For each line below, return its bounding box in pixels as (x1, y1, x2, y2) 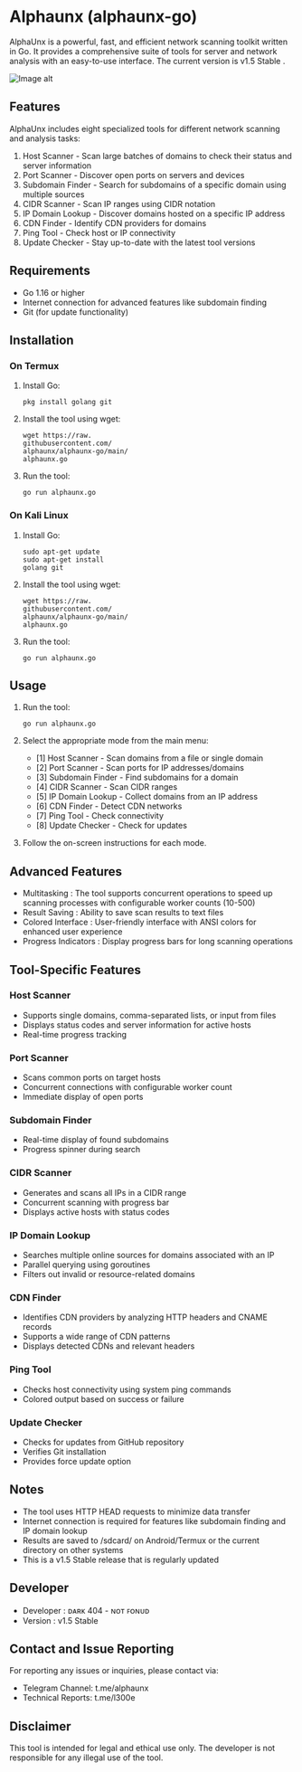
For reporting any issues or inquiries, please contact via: (9, 1665, 219, 1676)
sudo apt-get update (22, 547, 100, 556)
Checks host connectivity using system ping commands (22, 1384, 232, 1395)
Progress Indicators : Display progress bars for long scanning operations (22, 936, 294, 947)
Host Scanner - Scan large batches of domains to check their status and (22, 150, 292, 161)
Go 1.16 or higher (22, 287, 85, 298)
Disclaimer (9, 1719, 71, 1734)
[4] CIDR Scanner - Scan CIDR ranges (35, 782, 178, 792)
